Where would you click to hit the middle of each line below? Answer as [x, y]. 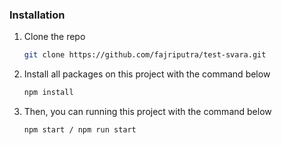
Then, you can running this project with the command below [147, 112]
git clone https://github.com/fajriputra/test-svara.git [145, 55]
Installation [37, 15]
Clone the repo [54, 37]
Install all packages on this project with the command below [147, 74]
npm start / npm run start [80, 130]
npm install [48, 93]
